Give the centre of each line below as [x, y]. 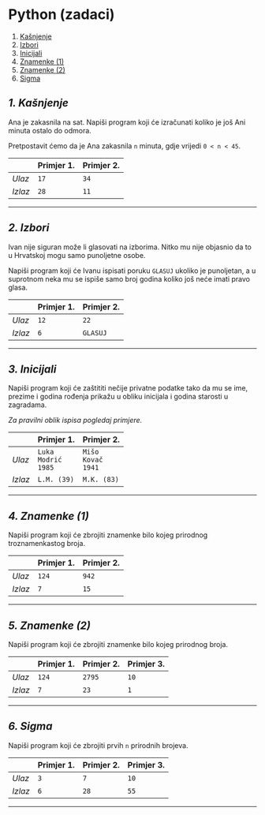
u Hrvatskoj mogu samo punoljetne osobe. [77, 255]
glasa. [18, 287]
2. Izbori [29, 228]
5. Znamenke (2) [49, 625]
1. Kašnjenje [38, 103]
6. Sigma [30, 726]
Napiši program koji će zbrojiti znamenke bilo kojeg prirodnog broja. [118, 644]
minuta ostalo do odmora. [50, 130]
